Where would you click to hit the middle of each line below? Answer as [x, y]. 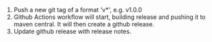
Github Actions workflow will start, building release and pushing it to [110, 17]
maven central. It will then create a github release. [84, 24]
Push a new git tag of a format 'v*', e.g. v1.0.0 [78, 10]
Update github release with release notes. [72, 31]
